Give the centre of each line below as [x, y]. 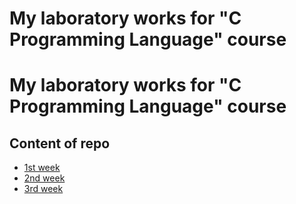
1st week [42, 168]
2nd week [44, 178]
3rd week [43, 189]
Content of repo [60, 143]
